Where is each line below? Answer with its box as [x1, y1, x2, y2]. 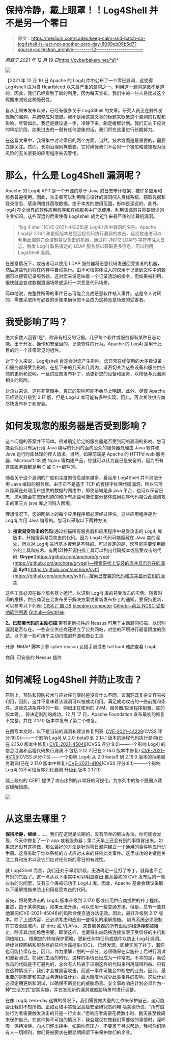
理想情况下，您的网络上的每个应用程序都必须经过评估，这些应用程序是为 [5, 511, 157, 517]
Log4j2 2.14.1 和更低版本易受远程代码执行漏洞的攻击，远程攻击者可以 [17, 230, 162, 236]
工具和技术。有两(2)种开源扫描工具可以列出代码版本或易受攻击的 [21, 547, 157, 553]
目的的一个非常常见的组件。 [5, 347, 64, 353]
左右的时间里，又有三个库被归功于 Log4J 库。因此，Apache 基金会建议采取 [5, 880, 164, 886]
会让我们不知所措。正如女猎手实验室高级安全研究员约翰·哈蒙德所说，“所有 [5, 1003, 160, 1010]
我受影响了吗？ [5, 317, 68, 328]
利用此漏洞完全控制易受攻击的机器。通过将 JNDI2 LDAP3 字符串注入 [17, 237, 161, 243]
